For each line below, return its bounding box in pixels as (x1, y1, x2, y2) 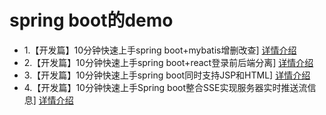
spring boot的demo (9, 9, 174, 32)
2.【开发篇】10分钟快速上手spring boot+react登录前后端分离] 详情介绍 (23, 56, 314, 68)
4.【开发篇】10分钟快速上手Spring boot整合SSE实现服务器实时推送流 (23, 81, 308, 93)
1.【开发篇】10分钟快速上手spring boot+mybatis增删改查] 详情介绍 (23, 44, 297, 56)
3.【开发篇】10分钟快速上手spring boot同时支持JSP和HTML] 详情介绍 (23, 69, 311, 81)
